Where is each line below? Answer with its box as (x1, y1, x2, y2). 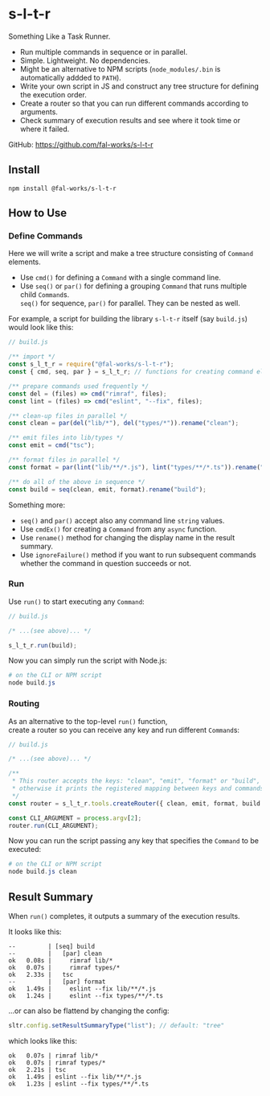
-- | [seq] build (8, 942, 95, 950)
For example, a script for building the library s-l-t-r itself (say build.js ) (8, 314, 247, 324)
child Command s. (19, 290, 70, 300)
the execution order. (19, 89, 87, 99)
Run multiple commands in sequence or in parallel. (19, 47, 188, 56)
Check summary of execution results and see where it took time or (19, 115, 241, 125)
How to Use (8, 206, 67, 220)
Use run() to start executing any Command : (8, 597, 145, 606)
